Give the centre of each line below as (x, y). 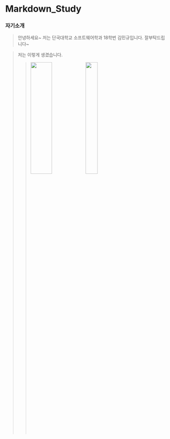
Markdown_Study (43, 9)
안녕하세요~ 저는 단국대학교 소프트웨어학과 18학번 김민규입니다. (80, 38)
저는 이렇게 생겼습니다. (40, 55)
